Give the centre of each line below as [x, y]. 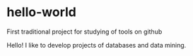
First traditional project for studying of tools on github [84, 31]
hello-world [42, 12]
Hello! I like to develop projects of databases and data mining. [96, 45]
